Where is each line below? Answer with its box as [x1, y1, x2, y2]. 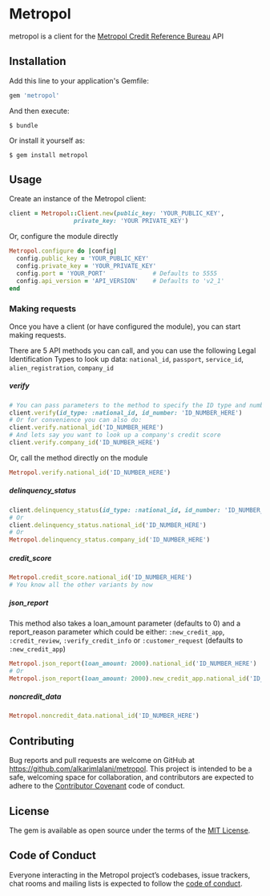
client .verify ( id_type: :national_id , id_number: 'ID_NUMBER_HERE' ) [9, 408, 243, 417]
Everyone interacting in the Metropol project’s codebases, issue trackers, [9, 870, 251, 879]
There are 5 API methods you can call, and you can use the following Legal [9, 346, 256, 355]
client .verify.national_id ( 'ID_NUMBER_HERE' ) [9, 424, 163, 432]
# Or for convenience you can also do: [9, 416, 143, 424]
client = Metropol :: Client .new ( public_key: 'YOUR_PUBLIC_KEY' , [9, 209, 225, 217]
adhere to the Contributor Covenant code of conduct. [9, 781, 185, 791]
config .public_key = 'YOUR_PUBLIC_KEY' [16, 254, 150, 263]
